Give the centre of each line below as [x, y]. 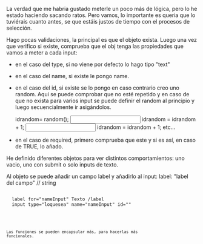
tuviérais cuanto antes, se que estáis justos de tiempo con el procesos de [98, 21]
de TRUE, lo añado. [39, 147]
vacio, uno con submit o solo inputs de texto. [62, 165]
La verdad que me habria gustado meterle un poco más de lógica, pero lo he [102, 9]
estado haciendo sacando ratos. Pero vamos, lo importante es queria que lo [101, 15]
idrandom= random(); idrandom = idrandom [105, 119]
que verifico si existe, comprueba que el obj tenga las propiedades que [95, 46]
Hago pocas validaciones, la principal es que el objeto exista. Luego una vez [101, 40]
